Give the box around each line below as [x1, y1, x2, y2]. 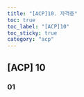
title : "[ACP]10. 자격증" [7, 10, 78, 17]
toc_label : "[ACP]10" [7, 23, 70, 30]
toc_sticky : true [7, 29, 58, 37]
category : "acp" [7, 36, 54, 43]
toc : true [7, 17, 36, 24]
